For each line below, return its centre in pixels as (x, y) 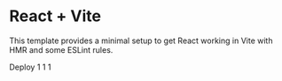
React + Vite (55, 16)
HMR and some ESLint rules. (61, 49)
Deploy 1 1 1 (30, 67)
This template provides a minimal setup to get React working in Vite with (141, 40)
